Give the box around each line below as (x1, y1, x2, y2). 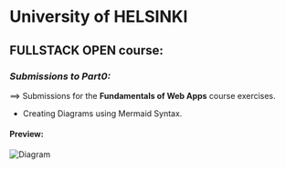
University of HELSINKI (9, 6, 188, 27)
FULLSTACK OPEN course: (9, 43, 164, 58)
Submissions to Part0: (9, 70, 111, 83)
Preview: (9, 129, 44, 140)
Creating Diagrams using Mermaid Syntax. (22, 107, 183, 119)
